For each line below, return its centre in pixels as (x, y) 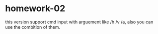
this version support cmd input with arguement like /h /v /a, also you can (79, 22)
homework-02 (35, 8)
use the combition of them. (33, 27)
